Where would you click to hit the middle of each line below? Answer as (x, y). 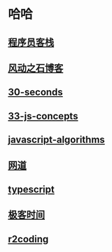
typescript (31, 189)
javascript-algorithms (57, 140)
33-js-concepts (43, 116)
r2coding (28, 239)
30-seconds (36, 92)
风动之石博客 (36, 68)
